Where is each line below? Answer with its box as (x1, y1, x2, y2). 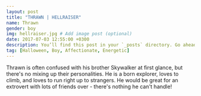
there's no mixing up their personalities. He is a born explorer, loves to (6, 70, 179, 78)
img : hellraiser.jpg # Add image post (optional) (6, 31, 133, 37)
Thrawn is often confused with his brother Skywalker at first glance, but (6, 64, 183, 71)
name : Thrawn (6, 20, 39, 26)
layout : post (6, 8, 39, 15)
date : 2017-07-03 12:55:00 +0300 (6, 36, 90, 42)
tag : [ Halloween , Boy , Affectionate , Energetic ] (6, 48, 130, 54)
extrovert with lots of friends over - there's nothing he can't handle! (6, 83, 172, 90)
